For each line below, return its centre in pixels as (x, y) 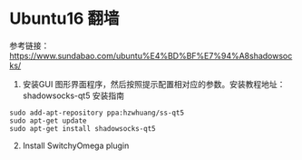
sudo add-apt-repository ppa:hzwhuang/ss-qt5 (97, 113)
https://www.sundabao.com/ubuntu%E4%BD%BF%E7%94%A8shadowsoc (151, 55)
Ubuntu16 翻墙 (64, 19)
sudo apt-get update (49, 120)
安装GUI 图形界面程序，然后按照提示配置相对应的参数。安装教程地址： (154, 84)
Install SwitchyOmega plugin (76, 145)
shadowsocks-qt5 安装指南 (73, 95)
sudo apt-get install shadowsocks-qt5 (83, 128)
